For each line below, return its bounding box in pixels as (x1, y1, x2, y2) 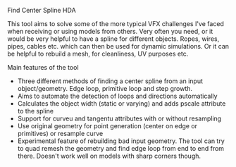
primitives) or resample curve (17, 130, 104, 137)
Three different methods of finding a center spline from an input (17, 77, 203, 85)
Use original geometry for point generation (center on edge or (17, 122, 198, 130)
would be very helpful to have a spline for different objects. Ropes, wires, (7, 35, 220, 43)
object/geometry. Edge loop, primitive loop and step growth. (17, 85, 192, 92)
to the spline (17, 107, 54, 115)
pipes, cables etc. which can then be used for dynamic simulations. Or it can (7, 42, 230, 50)
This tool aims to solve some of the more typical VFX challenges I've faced (7, 20, 224, 27)
